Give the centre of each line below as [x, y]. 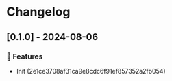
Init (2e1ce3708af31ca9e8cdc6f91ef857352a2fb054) [91, 71]
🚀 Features [25, 56]
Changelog [38, 12]
